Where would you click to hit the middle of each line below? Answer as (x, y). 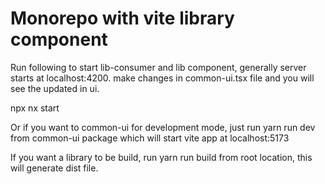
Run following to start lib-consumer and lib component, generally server (158, 67)
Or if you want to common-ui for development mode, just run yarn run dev (163, 127)
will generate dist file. (54, 168)
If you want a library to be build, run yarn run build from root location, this (161, 157)
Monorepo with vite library (122, 18)
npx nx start (35, 108)
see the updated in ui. (55, 88)
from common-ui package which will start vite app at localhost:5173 (150, 138)
